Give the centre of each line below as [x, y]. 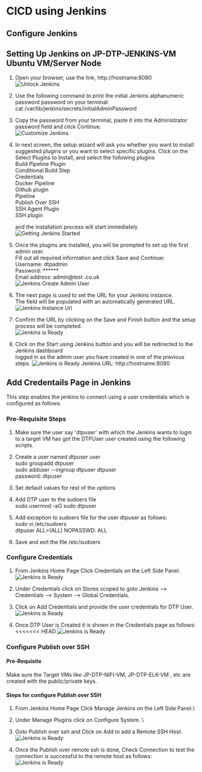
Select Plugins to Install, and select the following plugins [85, 157]
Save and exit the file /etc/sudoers [58, 542]
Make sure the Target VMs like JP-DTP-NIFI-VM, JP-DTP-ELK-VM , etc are [99, 674]
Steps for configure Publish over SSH [54, 695]
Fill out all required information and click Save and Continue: [90, 258]
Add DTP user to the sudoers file [55, 499]
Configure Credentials [39, 557]
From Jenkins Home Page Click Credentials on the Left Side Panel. [98, 571]
